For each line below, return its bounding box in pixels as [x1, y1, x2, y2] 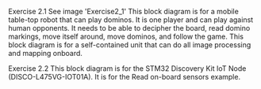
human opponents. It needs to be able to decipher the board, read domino [8, 24, 251, 32]
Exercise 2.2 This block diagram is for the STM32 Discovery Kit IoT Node [8, 64, 247, 73]
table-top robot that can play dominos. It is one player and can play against [8, 15, 254, 24]
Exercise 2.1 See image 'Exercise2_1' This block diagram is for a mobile [8, 7, 240, 16]
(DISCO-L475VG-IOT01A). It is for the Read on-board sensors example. [8, 72, 240, 81]
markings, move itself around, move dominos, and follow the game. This [8, 32, 244, 41]
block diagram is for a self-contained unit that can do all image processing [8, 40, 251, 50]
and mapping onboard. [8, 49, 83, 57]
